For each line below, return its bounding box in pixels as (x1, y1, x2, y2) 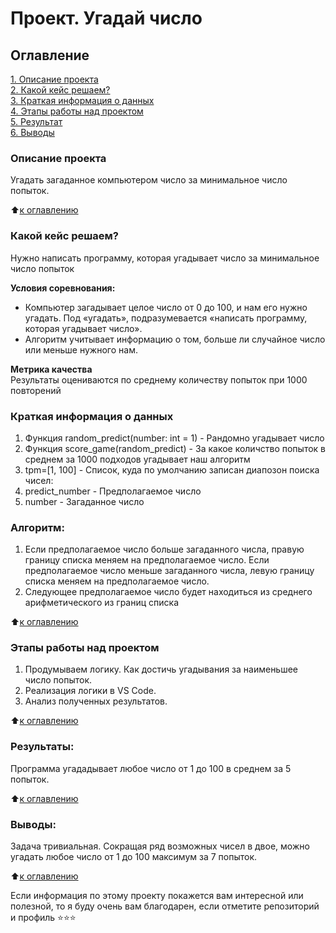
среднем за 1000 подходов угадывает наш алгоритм (24, 453, 251, 465)
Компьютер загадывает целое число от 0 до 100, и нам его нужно (24, 301, 308, 313)
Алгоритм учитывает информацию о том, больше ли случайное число (24, 333, 326, 345)
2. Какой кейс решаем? (10, 84, 111, 96)
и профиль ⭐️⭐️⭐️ (10, 912, 77, 924)
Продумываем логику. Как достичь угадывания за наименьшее (24, 663, 299, 676)
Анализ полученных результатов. (24, 695, 168, 707)
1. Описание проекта (10, 73, 99, 85)
